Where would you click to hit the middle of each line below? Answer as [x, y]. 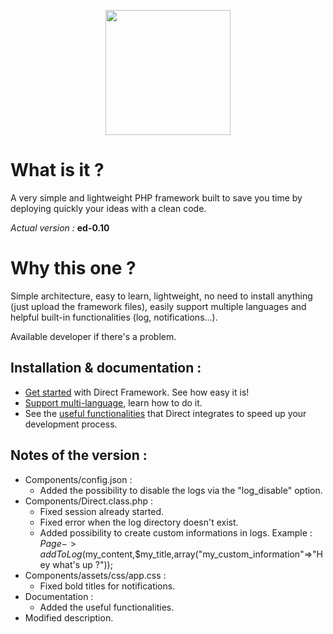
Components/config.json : [78, 479]
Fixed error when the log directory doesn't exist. [139, 522]
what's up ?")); [82, 564]
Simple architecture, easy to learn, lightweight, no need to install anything [161, 296]
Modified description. [69, 617]
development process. [71, 424]
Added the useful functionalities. [107, 607]
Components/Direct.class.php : [88, 501]
